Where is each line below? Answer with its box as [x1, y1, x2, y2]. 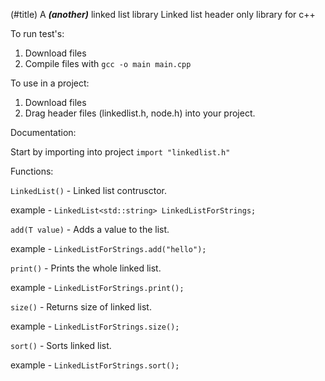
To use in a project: [10, 77, 90, 89]
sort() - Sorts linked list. [10, 340, 112, 351]
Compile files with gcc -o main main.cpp [24, 58, 192, 69]
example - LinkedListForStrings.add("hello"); [10, 243, 207, 254]
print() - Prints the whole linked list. [10, 262, 162, 274]
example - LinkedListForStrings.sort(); [10, 359, 180, 371]
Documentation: [10, 127, 77, 138]
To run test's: [10, 28, 65, 39]
